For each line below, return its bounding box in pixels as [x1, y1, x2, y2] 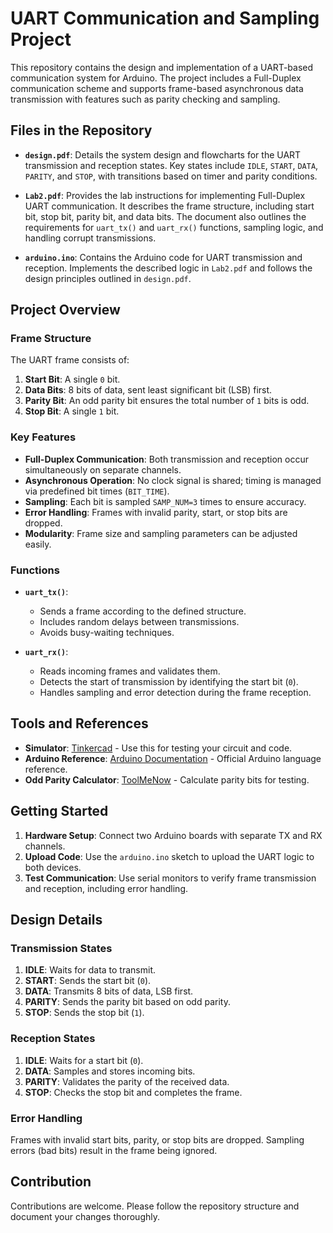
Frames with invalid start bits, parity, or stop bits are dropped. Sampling [10, 1133, 305, 1146]
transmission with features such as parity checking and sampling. [10, 93, 281, 105]
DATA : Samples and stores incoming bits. [24, 1065, 196, 1077]
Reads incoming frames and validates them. [39, 665, 221, 677]
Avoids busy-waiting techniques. [39, 627, 175, 639]
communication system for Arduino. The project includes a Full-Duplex [10, 72, 302, 84]
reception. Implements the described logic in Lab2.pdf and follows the [24, 262, 313, 274]
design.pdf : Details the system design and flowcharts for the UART [24, 148, 302, 161]
